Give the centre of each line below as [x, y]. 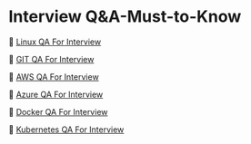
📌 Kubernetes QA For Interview [66, 130]
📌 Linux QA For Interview [55, 42]
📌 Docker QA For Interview [58, 111]
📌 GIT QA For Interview [51, 59]
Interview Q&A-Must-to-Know [125, 17]
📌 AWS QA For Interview [54, 77]
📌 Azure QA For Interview [56, 94]
